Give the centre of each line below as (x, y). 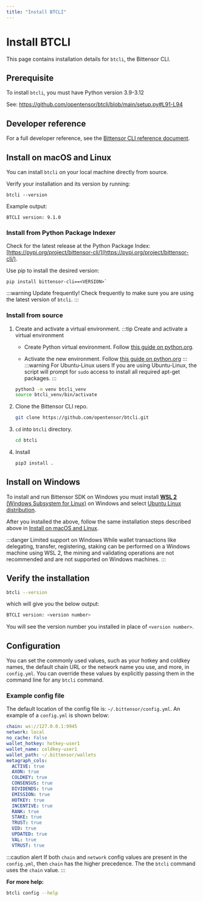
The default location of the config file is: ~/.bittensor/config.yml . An (93, 709)
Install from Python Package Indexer (61, 232)
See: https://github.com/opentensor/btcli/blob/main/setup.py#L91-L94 (95, 105)
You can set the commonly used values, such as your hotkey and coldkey (98, 660)
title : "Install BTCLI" (36, 12)
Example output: (27, 206)
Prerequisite (30, 78)
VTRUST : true (28, 845)
